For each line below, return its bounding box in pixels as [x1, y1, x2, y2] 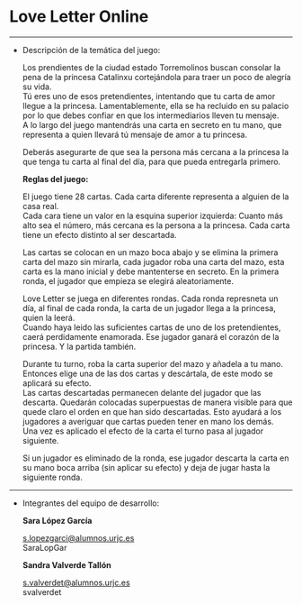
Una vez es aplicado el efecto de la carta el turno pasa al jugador [22, 426, 264, 436]
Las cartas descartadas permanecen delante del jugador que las [22, 387, 262, 398]
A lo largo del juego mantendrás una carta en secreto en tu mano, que [22, 119, 282, 130]
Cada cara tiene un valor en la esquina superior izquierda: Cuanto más [22, 210, 283, 221]
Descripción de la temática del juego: [22, 44, 161, 55]
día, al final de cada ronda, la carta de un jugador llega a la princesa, [22, 302, 276, 313]
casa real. [22, 200, 59, 211]
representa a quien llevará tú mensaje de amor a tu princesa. [22, 129, 248, 140]
